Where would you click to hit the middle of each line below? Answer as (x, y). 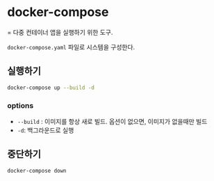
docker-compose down (37, 171)
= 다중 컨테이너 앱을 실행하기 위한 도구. (60, 32)
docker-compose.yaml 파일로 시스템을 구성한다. (71, 47)
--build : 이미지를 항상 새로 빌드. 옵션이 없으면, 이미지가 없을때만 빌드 (112, 121)
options (20, 105)
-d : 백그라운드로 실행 (46, 130)
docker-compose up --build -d (51, 88)
